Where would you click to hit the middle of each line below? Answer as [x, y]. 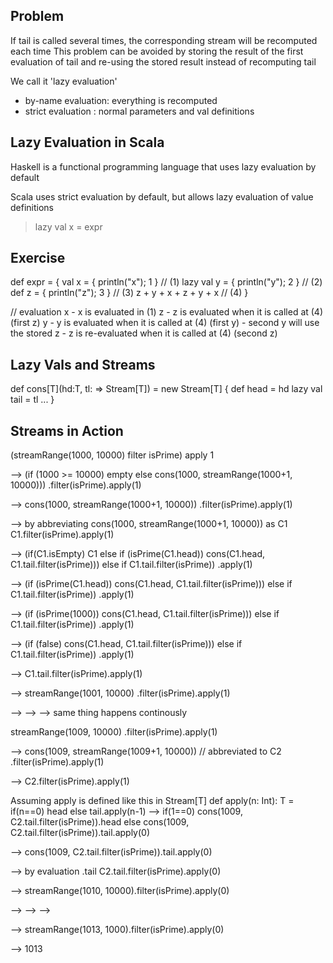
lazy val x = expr [68, 226]
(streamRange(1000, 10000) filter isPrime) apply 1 [112, 455]
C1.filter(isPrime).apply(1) [62, 535]
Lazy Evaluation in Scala [87, 142]
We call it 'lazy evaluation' [64, 81]
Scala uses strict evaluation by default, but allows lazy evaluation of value [162, 196]
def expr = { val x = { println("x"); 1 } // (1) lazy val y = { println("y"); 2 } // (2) [166, 282]
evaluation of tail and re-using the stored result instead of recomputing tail [163, 61]
